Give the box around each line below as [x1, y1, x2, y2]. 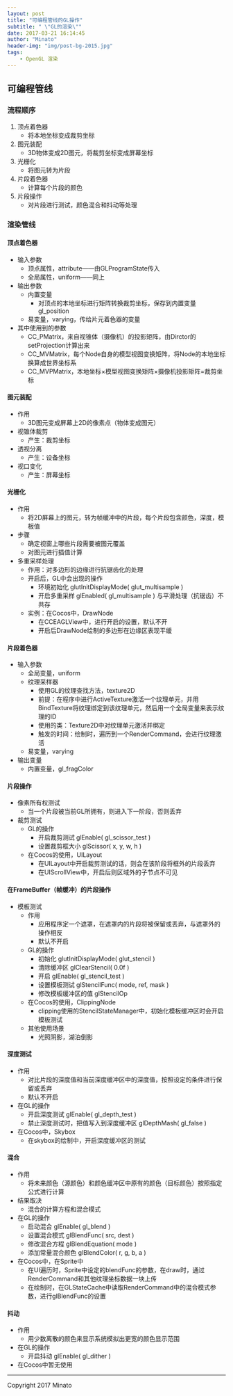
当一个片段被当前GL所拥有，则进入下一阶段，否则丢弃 [27, 808, 182, 816]
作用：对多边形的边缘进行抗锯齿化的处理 [27, 565, 144, 574]
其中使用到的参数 [17, 323, 67, 332]
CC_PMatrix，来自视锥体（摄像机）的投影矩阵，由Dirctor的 [27, 332, 196, 341]
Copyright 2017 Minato [7, 1381, 72, 1390]
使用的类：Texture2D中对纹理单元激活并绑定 [37, 721, 165, 730]
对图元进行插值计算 [27, 547, 83, 556]
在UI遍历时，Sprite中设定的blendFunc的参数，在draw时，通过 [27, 1265, 205, 1274]
